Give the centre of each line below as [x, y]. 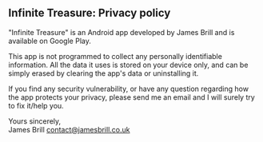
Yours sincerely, [35, 121]
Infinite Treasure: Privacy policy [90, 13]
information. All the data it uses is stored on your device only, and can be [128, 65]
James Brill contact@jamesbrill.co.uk [69, 129]
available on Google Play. [50, 41]
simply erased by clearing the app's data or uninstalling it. [104, 73]
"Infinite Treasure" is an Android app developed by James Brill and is [122, 32]
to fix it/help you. [36, 105]
